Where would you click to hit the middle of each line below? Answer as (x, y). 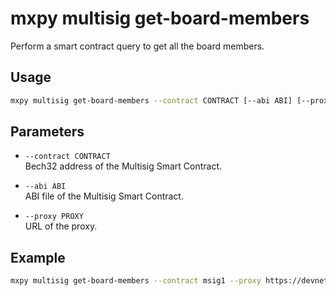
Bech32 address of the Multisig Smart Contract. (123, 166)
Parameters (47, 132)
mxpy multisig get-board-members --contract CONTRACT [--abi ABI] (151, 100)
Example (38, 257)
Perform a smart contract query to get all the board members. (137, 46)
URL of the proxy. (61, 226)
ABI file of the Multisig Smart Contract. (104, 196)
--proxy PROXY (54, 217)
